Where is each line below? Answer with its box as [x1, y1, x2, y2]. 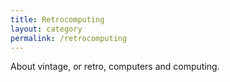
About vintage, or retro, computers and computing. [10, 61, 220, 73]
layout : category [10, 24, 83, 34]
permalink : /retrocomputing [10, 33, 128, 43]
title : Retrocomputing [10, 14, 105, 25]
